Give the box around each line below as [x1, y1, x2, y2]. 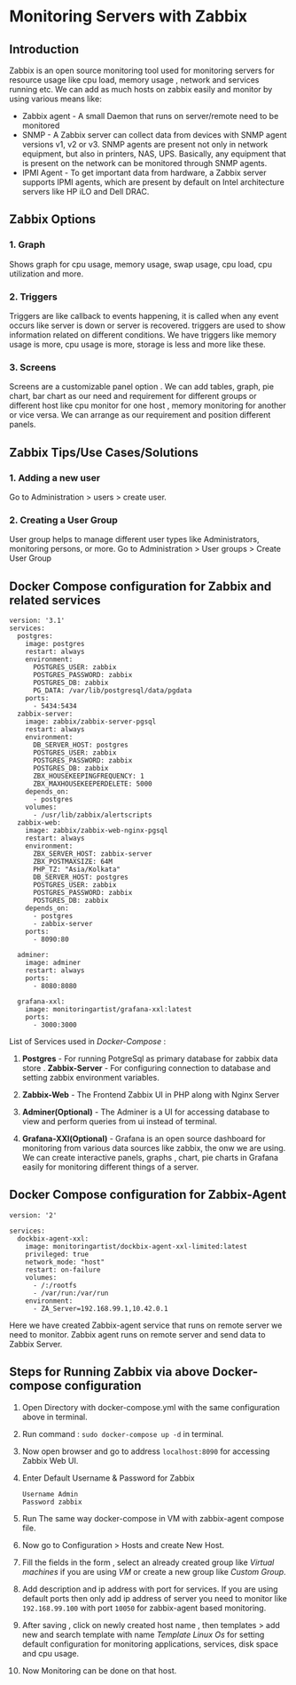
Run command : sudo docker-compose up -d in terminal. [21, 1428, 224, 1439]
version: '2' [9, 1210, 58, 1219]
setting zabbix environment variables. [21, 1073, 160, 1083]
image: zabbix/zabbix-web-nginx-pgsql [25, 827, 168, 835]
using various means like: [9, 93, 102, 104]
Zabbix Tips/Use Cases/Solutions [9, 444, 199, 459]
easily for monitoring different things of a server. [21, 1162, 199, 1172]
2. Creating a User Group [9, 514, 118, 526]
